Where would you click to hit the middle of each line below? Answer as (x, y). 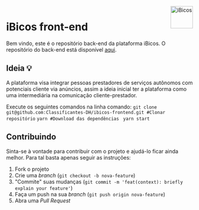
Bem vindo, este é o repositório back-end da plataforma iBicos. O (86, 43)
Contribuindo (31, 137)
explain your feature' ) (44, 188)
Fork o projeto (32, 169)
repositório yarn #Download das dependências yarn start (78, 119)
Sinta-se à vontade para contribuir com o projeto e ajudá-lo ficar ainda (92, 151)
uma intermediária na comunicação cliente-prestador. (72, 95)
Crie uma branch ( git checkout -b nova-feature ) (75, 175)
